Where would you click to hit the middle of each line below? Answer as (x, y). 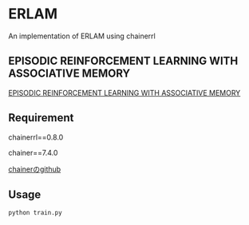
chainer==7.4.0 (33, 152)
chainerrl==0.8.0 (36, 137)
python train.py (35, 213)
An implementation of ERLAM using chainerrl (82, 36)
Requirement (41, 118)
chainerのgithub (35, 169)
